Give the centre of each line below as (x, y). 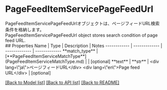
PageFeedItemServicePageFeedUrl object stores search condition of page (82, 35)
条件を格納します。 (25, 29)
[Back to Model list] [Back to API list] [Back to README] (62, 82)
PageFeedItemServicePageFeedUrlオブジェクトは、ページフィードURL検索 (83, 23)
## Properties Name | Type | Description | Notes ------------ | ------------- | (84, 45)
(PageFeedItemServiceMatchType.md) (45, 61)
